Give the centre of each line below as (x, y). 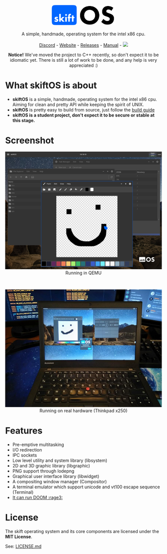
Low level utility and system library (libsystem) (60, 460)
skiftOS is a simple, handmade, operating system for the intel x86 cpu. (85, 99)
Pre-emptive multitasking (38, 444)
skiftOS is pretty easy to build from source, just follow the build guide (83, 110)
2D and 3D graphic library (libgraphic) (51, 465)
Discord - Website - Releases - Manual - (80, 45)
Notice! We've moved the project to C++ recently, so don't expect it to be (83, 55)
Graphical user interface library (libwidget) (56, 476)
